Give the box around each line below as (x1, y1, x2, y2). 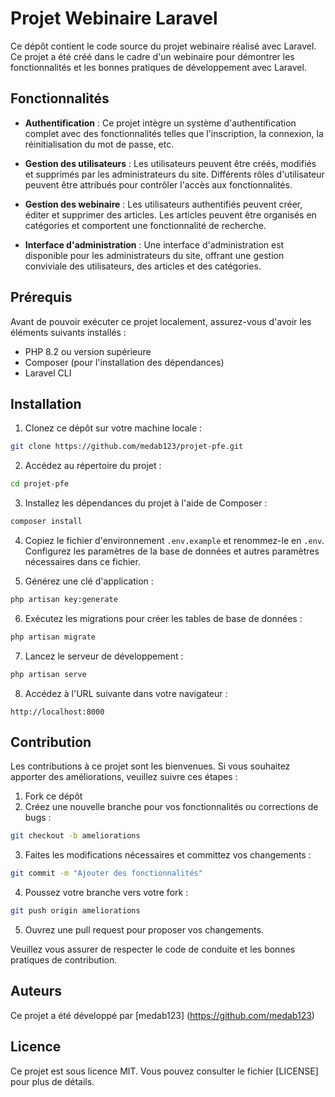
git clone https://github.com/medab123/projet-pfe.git (10, 442, 244, 452)
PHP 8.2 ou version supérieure (24, 345, 152, 357)
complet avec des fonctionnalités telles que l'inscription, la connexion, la (24, 127, 324, 139)
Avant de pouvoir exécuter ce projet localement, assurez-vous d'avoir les (10, 315, 312, 327)
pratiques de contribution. (10, 954, 118, 966)
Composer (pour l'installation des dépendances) (24, 356, 225, 368)
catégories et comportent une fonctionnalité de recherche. (24, 219, 267, 231)
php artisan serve (10, 669, 87, 679)
